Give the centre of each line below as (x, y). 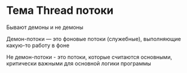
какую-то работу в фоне (38, 45)
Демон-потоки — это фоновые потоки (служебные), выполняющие (93, 39)
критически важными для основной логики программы (79, 63)
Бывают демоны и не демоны (45, 27)
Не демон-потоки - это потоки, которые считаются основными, (89, 57)
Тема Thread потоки (60, 11)
